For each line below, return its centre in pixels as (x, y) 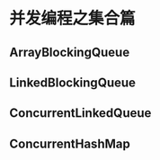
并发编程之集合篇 (73, 18)
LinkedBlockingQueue (73, 82)
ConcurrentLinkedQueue (80, 113)
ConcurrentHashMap (70, 143)
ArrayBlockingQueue (70, 52)
